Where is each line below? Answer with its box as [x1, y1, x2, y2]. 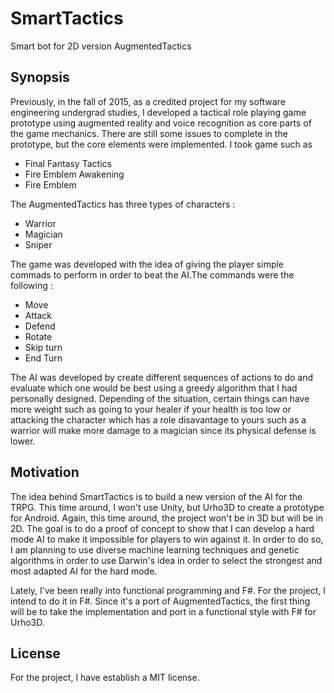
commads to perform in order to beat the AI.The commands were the [10, 268, 295, 281]
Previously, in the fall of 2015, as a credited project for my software [10, 95, 286, 107]
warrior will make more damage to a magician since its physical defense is [10, 424, 317, 436]
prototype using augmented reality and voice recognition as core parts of [10, 117, 312, 129]
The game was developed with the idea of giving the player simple [10, 258, 285, 270]
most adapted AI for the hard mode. [10, 565, 158, 577]
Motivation [10, 464, 80, 481]
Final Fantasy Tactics [24, 157, 112, 169]
